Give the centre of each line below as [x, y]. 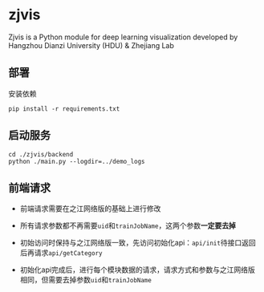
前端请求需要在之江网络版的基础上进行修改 [90, 209]
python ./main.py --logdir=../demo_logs [77, 161]
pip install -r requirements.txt [64, 109]
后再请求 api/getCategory [61, 253]
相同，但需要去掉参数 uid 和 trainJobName [86, 280]
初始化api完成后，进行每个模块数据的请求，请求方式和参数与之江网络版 [137, 270]
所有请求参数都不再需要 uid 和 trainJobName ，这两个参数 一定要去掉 [128, 225]
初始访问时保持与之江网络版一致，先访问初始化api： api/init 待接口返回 [138, 243]
